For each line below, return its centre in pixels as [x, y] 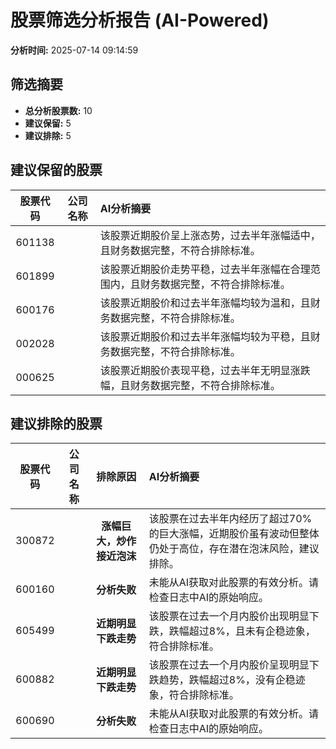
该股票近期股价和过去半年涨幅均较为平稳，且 [205, 336]
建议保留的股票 [56, 170]
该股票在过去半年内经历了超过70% [230, 519]
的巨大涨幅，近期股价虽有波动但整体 [234, 534]
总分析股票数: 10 [58, 110]
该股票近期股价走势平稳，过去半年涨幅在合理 [205, 269]
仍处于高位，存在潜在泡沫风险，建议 [234, 549]
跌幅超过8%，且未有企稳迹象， [242, 631]
